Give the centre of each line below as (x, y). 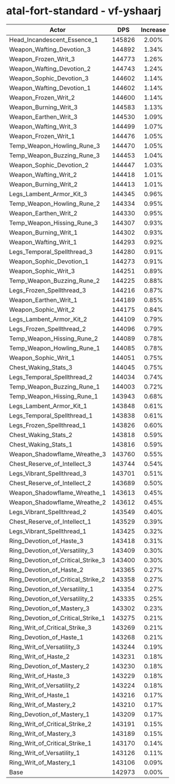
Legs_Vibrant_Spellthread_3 (48, 473)
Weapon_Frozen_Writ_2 (42, 97)
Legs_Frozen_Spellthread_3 (48, 290)
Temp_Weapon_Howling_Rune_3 (55, 145)
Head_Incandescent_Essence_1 (54, 40)
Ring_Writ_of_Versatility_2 (44, 685)
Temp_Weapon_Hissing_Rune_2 (54, 338)
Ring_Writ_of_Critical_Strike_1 (50, 743)
